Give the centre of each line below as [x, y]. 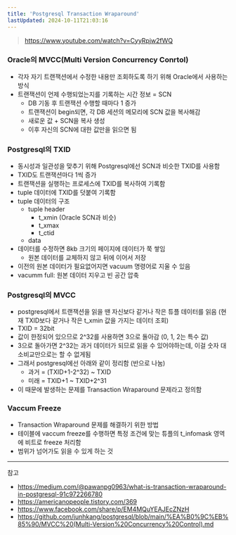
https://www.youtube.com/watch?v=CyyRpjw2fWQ [99, 40]
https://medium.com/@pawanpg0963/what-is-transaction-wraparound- [122, 486]
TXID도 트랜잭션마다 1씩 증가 [57, 175]
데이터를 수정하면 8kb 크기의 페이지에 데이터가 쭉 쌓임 [91, 249]
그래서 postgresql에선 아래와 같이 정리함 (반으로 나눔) [91, 363]
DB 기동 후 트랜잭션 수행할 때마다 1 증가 [82, 103]
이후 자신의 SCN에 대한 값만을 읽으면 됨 [82, 129]
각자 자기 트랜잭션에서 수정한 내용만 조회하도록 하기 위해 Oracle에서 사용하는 [123, 76]
